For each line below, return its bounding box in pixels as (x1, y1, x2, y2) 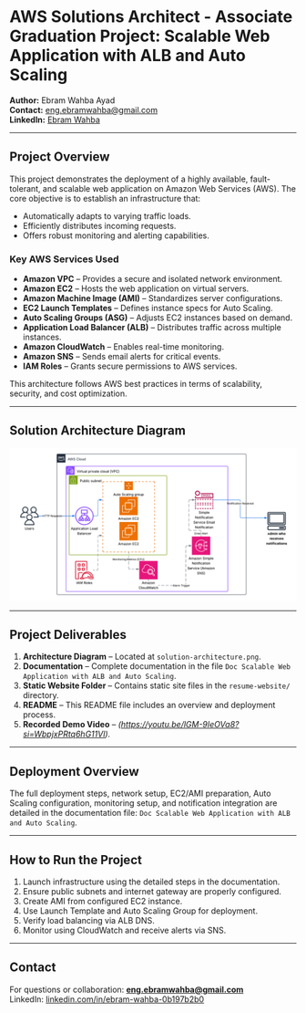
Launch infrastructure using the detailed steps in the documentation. (22, 876, 280, 887)
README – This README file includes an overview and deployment (22, 700, 276, 711)
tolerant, (9, 183, 41, 193)
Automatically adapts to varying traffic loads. (22, 210, 191, 221)
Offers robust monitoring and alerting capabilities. (22, 230, 209, 241)
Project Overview (9, 149, 110, 165)
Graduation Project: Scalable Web (9, 26, 270, 47)
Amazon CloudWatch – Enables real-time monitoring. (22, 341, 225, 352)
